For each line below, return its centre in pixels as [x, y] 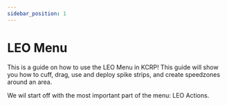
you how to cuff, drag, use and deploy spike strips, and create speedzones [113, 74]
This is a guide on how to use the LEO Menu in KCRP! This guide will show [113, 67]
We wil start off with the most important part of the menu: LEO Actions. [108, 95]
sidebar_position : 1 [37, 14]
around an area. [30, 82]
